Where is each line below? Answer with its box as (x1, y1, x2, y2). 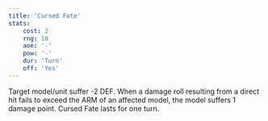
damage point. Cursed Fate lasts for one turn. (8, 103, 160, 113)
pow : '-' (23, 49, 52, 57)
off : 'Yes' (23, 65, 60, 73)
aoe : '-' (23, 42, 52, 50)
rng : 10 (23, 34, 48, 43)
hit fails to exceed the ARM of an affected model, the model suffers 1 (8, 94, 237, 105)
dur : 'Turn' (23, 57, 63, 65)
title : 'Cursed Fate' (8, 11, 82, 20)
